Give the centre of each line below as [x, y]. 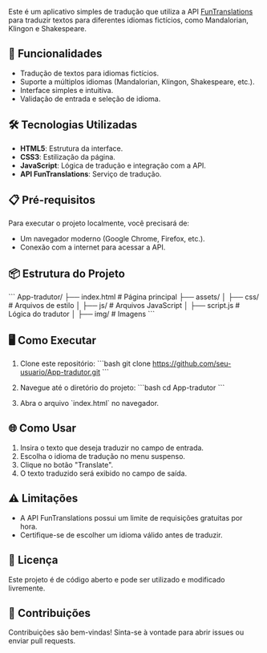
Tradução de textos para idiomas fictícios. [89, 73]
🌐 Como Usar [42, 428]
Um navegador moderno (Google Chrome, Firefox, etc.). [113, 239]
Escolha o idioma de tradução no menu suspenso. [103, 456]
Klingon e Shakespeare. [47, 28]
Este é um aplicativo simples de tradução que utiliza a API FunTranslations [131, 12]
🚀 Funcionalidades [55, 54]
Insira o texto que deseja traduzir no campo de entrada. [112, 448]
